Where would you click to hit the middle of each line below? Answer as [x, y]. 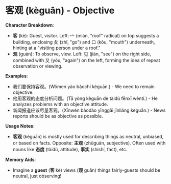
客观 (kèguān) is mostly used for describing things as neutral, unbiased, [88, 136]
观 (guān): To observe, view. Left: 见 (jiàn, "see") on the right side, [82, 54]
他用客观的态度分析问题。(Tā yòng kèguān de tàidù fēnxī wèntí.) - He [85, 98]
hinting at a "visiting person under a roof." [56, 48]
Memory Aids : [21, 159]
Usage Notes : [20, 126]
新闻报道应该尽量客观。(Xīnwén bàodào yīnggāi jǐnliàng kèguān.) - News [89, 110]
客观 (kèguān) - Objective [60, 11]
